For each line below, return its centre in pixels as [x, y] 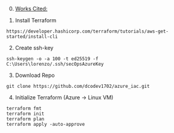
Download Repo [35, 75]
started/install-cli [32, 37]
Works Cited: [31, 9]
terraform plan [25, 119]
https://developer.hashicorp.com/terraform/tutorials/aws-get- [88, 31]
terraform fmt [24, 108]
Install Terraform [36, 20]
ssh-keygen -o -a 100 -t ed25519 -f [52, 59]
